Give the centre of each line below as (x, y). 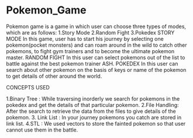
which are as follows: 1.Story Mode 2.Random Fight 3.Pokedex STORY (90, 32)
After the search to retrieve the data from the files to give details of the (91, 111)
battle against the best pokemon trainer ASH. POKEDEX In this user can (92, 63)
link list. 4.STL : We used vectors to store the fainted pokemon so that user (96, 123)
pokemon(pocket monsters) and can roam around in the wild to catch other (96, 45)
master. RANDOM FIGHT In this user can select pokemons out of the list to (96, 57)
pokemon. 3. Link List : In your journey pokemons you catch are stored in (94, 117)
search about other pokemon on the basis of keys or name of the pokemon (96, 70)
